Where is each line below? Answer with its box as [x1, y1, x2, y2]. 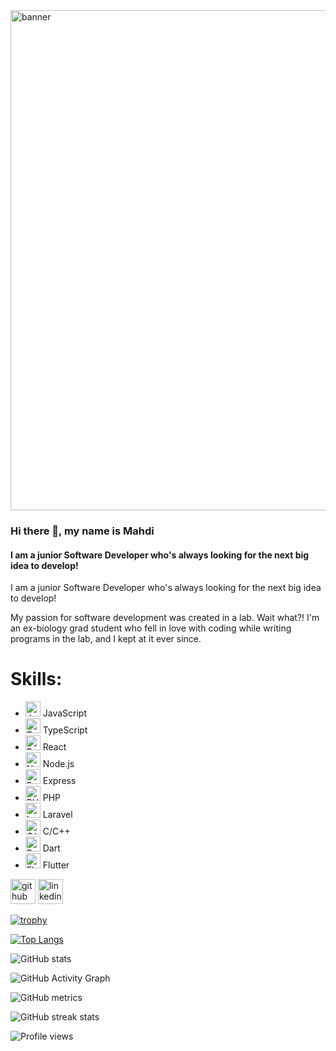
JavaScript [42, 707, 87, 719]
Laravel [42, 809, 73, 821]
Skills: [10, 668, 63, 691]
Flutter [42, 859, 70, 871]
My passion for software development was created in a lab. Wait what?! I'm [10, 612, 320, 624]
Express [42, 775, 77, 787]
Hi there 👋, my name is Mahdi [10, 524, 155, 538]
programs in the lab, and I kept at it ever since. [10, 633, 202, 645]
